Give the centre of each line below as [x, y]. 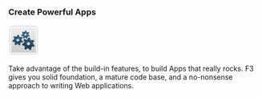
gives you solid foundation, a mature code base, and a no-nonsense [121, 77]
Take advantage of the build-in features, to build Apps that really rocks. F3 [131, 69]
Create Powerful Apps [52, 12]
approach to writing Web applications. [71, 86]
